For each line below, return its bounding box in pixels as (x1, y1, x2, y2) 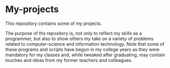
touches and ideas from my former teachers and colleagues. (5, 57, 133, 63)
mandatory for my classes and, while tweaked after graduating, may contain (5, 52, 165, 58)
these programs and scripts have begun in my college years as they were (5, 46, 160, 52)
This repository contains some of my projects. (5, 20, 102, 26)
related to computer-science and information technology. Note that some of (5, 41, 165, 47)
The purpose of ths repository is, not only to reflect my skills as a (5, 30, 142, 36)
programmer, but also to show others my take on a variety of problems (5, 36, 154, 42)
